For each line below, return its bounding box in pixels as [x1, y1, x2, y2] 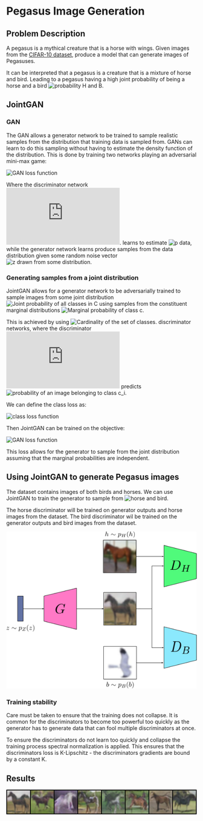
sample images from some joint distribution [6, 293, 114, 301]
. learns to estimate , [120, 238, 192, 246]
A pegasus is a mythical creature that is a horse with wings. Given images [6, 44, 190, 52]
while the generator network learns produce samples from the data [6, 245, 173, 252]
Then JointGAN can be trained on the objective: [6, 424, 125, 431]
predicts [120, 382, 142, 390]
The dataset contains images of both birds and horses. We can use [6, 488, 173, 495]
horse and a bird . [6, 82, 104, 89]
